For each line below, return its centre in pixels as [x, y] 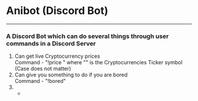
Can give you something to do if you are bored [71, 75]
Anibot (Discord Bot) [57, 11]
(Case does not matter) [43, 69]
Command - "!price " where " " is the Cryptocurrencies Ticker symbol [98, 62]
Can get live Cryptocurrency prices [57, 56]
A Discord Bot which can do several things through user [88, 36]
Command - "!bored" [40, 81]
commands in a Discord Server [51, 43]
